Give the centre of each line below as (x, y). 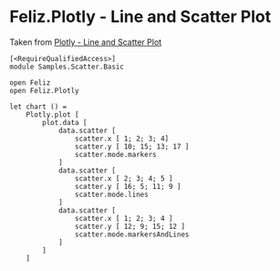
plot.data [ (65, 122)
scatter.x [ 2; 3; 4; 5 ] (124, 178)
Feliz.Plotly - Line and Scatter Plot (140, 17)
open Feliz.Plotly (44, 90)
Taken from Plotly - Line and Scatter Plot (86, 42)
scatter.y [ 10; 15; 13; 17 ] (132, 146)
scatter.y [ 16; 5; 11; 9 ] (128, 186)
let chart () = (38, 107)
